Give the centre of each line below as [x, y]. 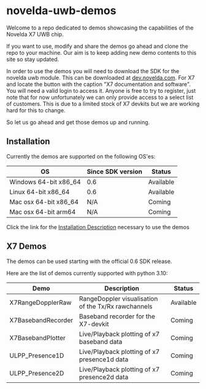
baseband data [101, 342]
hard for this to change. [36, 110]
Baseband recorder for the [117, 316]
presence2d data [104, 377]
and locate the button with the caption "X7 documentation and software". [99, 84]
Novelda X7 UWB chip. [35, 34]
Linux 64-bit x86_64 [40, 192]
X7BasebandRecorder [41, 320]
